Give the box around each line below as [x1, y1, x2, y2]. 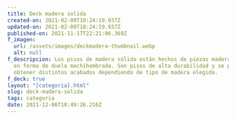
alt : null [13, 50, 42, 57]
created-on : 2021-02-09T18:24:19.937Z [7, 17, 121, 24]
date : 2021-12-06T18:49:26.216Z [7, 101, 102, 108]
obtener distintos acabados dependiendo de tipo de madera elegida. [13, 69, 218, 76]
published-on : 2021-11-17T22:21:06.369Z [7, 29, 128, 37]
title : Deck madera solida [7, 10, 86, 17]
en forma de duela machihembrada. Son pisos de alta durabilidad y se [13, 62, 225, 69]
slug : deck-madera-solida [7, 88, 83, 95]
